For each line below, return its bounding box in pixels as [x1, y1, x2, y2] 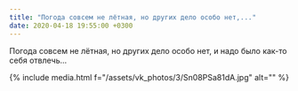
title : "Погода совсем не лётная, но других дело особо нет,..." [9, 12, 256, 22]
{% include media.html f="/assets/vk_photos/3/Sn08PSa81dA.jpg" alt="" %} [9, 72, 289, 82]
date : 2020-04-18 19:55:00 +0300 [9, 21, 133, 30]
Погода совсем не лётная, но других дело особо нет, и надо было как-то [9, 45, 287, 56]
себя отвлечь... [9, 55, 68, 65]
